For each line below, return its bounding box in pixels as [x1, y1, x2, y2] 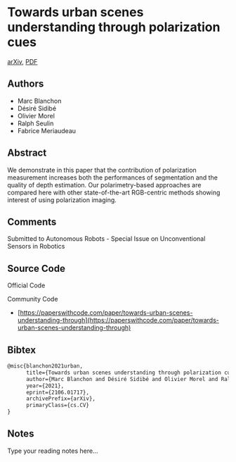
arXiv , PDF [7, 57, 38, 65]
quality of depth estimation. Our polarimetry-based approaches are [7, 180, 202, 189]
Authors [7, 78, 44, 90]
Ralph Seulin [17, 119, 54, 127]
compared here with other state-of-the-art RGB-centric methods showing [7, 188, 221, 196]
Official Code [7, 281, 46, 289]
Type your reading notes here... [7, 447, 98, 455]
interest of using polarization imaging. [7, 195, 117, 204]
